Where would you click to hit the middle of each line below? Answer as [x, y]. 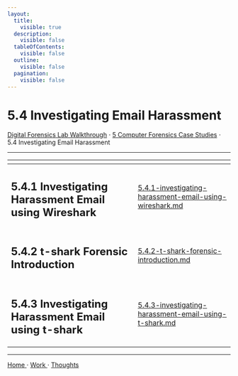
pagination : [32, 73]
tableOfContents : [39, 47]
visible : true [41, 27]
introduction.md [164, 259]
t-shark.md [157, 323]
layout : [19, 14]
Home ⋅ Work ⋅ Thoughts [43, 365]
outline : [27, 60]
